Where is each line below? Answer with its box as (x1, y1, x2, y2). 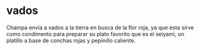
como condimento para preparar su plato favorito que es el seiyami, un (6, 30, 185, 37)
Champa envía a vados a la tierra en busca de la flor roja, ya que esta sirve (6, 24, 194, 31)
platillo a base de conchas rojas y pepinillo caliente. (6, 37, 136, 44)
